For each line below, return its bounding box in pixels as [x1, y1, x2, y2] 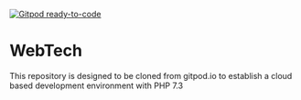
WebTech [9, 41, 82, 61]
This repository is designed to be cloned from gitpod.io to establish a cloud [9, 70, 293, 81]
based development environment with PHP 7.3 [9, 80, 184, 91]
